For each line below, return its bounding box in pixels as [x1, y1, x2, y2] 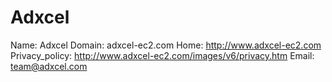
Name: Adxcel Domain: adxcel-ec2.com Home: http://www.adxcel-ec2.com [10, 39, 322, 51]
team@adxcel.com [10, 60, 88, 72]
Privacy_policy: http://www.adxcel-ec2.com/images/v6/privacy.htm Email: [10, 49, 315, 61]
